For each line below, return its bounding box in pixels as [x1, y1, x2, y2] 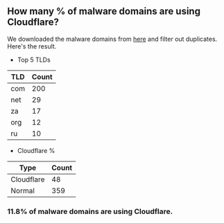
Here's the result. [7, 42, 57, 51]
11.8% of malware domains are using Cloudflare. [7, 206, 173, 216]
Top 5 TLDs [17, 55, 51, 64]
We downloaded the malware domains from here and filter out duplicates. [7, 35, 218, 43]
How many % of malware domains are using [7, 6, 201, 17]
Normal [10, 186, 35, 195]
